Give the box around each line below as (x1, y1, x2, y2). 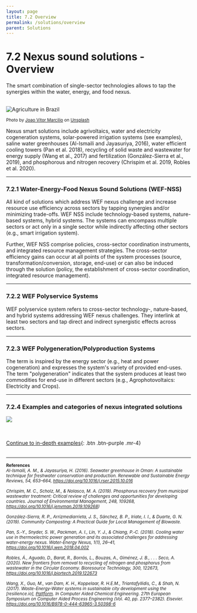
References (6, 463, 30, 469)
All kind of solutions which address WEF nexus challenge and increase (6, 198, 177, 205)
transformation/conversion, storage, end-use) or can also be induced (6, 259, 174, 267)
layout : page (6, 8, 38, 15)
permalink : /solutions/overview (6, 19, 85, 25)
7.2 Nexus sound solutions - (6, 50, 145, 63)
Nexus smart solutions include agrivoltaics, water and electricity (6, 127, 161, 135)
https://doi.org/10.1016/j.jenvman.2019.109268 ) (6, 504, 100, 510)
